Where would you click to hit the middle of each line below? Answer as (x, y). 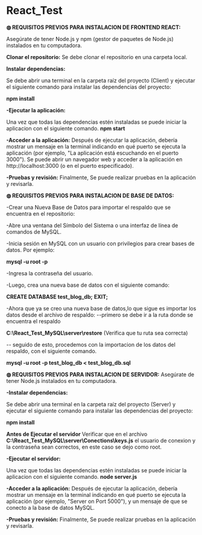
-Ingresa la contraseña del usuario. (50, 273)
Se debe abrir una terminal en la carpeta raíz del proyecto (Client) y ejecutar (101, 80)
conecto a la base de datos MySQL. (51, 507)
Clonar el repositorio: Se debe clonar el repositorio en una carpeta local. (97, 57)
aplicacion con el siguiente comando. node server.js (72, 476)
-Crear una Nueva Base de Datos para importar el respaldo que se (88, 207)
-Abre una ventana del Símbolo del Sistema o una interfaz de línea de (92, 225)
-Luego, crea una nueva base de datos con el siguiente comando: (88, 285)
